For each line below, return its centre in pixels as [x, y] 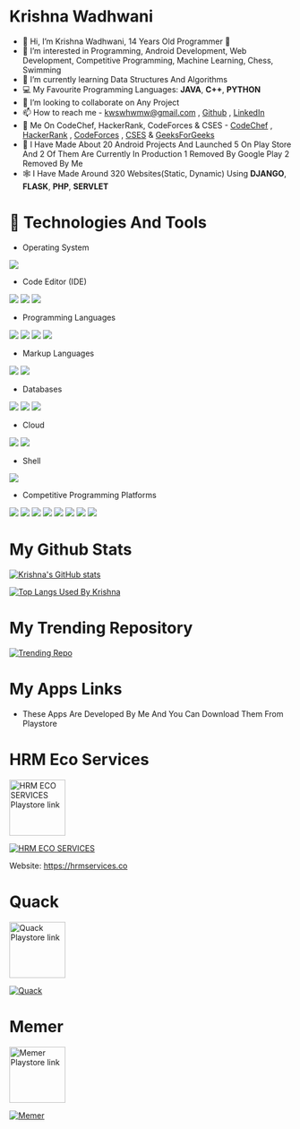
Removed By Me [52, 163]
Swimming [42, 70]
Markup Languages [58, 353]
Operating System [56, 247]
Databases [42, 389]
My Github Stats [71, 550]
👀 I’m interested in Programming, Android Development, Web [134, 50]
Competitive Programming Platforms [89, 495]
